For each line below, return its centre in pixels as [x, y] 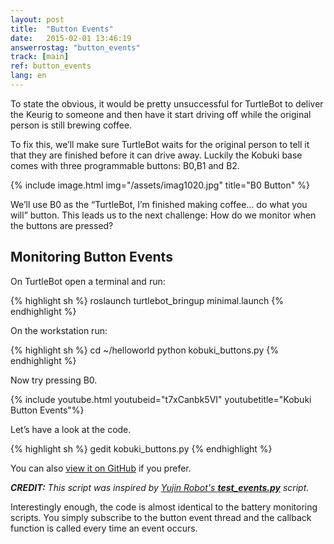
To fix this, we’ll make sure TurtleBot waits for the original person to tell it [160, 144]
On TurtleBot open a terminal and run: [88, 281]
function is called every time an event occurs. [104, 528]
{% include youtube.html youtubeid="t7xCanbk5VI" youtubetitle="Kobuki [161, 399]
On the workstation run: [59, 330]
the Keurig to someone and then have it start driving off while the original [161, 114]
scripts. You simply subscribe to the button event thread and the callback [161, 517]
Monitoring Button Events [91, 257]
